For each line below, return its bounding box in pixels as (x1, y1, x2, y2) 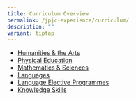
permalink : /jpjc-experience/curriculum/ (7, 17, 130, 24)
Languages (17, 71, 50, 79)
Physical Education (17, 56, 73, 65)
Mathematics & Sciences (17, 63, 89, 72)
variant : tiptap (7, 29, 54, 37)
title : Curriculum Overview (7, 10, 89, 17)
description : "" (7, 23, 54, 30)
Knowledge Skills (17, 86, 68, 94)
